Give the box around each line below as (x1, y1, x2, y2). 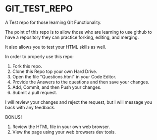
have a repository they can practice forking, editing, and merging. (5, 34, 139, 40)
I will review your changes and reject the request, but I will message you (5, 99, 153, 105)
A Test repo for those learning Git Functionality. (5, 19, 102, 25)
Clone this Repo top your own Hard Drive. (12, 68, 98, 74)
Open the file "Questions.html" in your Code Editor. (12, 73, 116, 79)
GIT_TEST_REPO (5, 3, 73, 14)
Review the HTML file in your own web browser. (12, 124, 110, 130)
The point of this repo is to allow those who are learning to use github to (5, 29, 152, 35)
